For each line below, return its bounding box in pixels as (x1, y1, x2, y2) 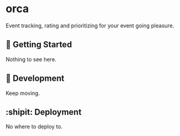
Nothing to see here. (5, 55, 57, 63)
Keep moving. (5, 89, 40, 97)
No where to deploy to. (5, 123, 63, 131)
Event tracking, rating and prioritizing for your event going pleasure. (5, 22, 175, 29)
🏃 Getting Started (5, 39, 72, 50)
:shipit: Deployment (5, 107, 82, 117)
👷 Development (5, 73, 65, 84)
